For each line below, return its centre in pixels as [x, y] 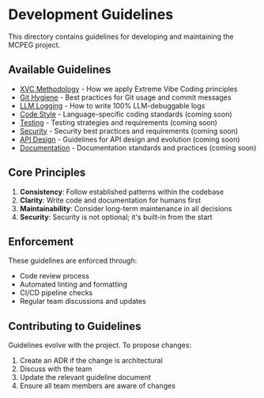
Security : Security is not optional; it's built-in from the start [116, 217]
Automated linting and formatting [74, 284]
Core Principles [47, 173]
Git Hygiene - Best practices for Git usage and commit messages [125, 97]
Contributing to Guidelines [75, 326]
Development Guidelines [91, 15]
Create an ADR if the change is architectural [91, 361]
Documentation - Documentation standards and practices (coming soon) [138, 147]
